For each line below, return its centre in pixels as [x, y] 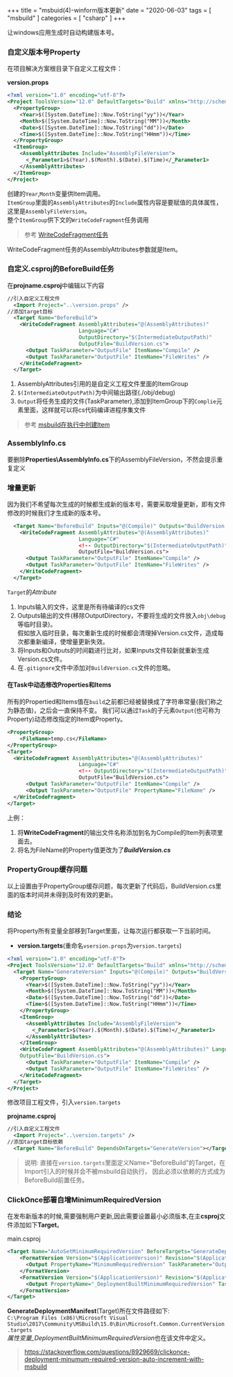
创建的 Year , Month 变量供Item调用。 [56, 193]
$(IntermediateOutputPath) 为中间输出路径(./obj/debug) [96, 392]
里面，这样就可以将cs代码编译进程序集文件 [85, 410]
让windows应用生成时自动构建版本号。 [62, 32]
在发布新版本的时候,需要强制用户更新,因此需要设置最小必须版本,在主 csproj [113, 1216]
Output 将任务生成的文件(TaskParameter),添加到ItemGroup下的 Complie [116, 401]
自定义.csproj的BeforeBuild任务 [61, 269]
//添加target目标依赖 [35, 1142]
